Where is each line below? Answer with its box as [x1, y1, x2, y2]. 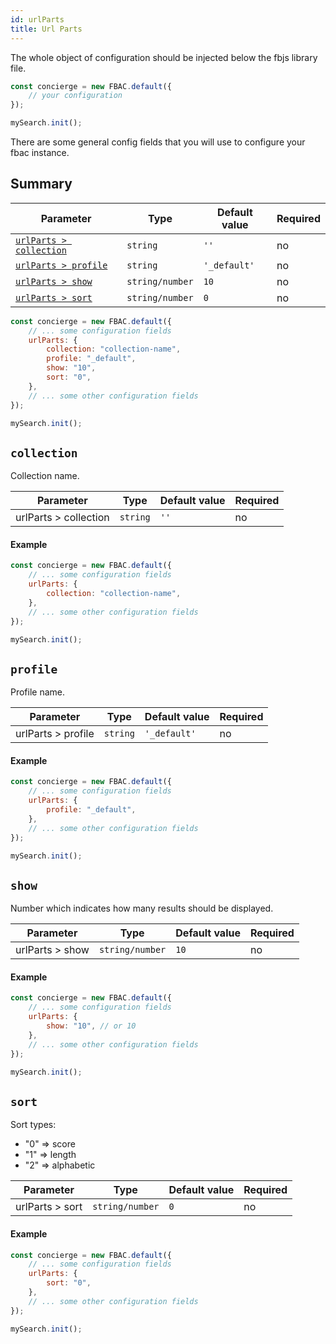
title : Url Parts [10, 24, 83, 34]
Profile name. [10, 686, 66, 698]
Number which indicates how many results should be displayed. [10, 902, 274, 915]
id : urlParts [10, 14, 65, 25]
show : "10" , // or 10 [46, 1021, 137, 1031]
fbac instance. [10, 147, 70, 158]
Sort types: [10, 1119, 57, 1131]
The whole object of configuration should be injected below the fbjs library [10, 51, 318, 63]
